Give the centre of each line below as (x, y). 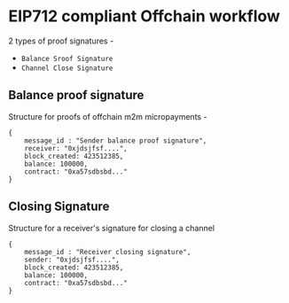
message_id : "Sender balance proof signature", (116, 140)
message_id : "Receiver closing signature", (108, 252)
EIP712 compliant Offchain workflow (144, 16)
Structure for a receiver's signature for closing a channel (111, 228)
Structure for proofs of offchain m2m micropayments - (108, 116)
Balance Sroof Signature (67, 58)
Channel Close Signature (67, 68)
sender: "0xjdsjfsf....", (72, 260)
